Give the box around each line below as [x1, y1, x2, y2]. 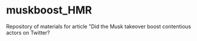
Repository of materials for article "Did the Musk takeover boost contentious [6, 23, 192, 30]
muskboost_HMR [6, 4, 93, 17]
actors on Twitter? [6, 29, 50, 36]
